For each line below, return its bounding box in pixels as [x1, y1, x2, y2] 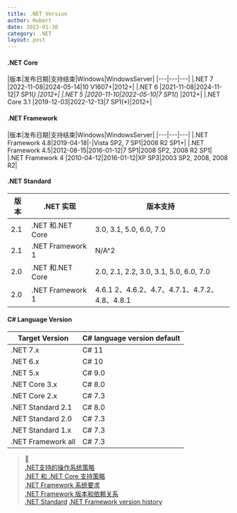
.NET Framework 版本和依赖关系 [24, 489, 119, 497]
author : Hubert [7, 17, 52, 24]
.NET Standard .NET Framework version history [24, 497, 163, 506]
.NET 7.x [11, 345, 39, 354]
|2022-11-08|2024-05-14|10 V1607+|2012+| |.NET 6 [7, 82, 159, 92]
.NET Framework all [11, 436, 76, 446]
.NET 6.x [11, 357, 39, 366]
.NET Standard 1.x [11, 425, 72, 435]
